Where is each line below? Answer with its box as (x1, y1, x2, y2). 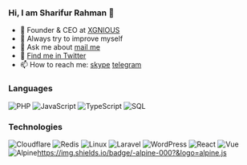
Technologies (8, 121, 63, 132)
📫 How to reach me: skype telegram (19, 60, 142, 70)
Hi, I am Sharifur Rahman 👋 (8, 7, 115, 18)
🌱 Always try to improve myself (19, 34, 123, 43)
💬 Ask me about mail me (19, 42, 100, 52)
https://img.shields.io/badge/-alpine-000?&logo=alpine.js (37, 147, 227, 157)
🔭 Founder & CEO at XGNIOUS (19, 26, 120, 35)
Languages (8, 83, 54, 95)
